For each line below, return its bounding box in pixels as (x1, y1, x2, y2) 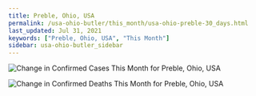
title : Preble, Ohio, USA (8, 11, 94, 20)
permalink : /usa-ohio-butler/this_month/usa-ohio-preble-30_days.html (8, 19, 249, 27)
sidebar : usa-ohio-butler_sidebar (8, 42, 124, 50)
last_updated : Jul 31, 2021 (8, 26, 102, 34)
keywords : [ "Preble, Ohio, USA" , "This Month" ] (8, 34, 170, 42)
